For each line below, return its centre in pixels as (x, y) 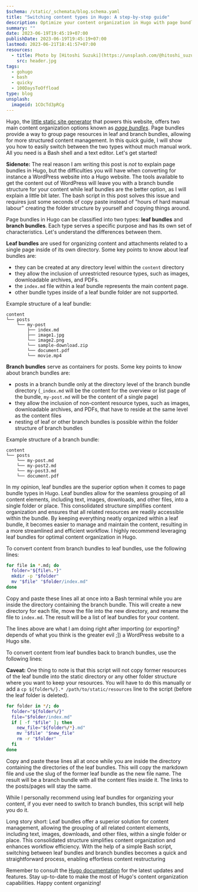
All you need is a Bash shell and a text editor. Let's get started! (82, 152)
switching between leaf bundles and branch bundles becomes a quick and (97, 853)
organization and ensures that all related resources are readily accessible (95, 512)
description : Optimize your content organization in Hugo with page (92, 22)
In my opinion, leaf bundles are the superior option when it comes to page (96, 487)
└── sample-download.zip (58, 345)
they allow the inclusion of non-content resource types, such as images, (102, 403)
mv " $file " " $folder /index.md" (50, 582)
